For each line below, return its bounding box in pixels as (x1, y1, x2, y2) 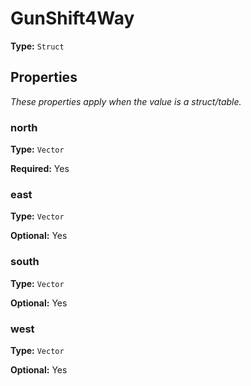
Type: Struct (10, 40, 65, 52)
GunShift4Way (10, 7, 135, 30)
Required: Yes (10, 163, 70, 175)
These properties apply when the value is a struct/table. (10, 95, 242, 107)
